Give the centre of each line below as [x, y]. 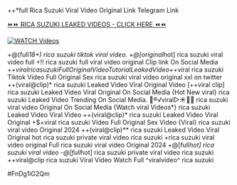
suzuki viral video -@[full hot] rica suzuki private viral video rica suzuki [111, 152]
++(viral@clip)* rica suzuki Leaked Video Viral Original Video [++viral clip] [116, 85]
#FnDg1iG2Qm [28, 174]
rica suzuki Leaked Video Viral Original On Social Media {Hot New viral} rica [118, 92]
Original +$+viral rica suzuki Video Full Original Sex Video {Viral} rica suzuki [119, 122]
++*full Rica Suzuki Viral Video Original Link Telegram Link [93, 10]
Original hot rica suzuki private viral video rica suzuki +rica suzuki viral [111, 137]
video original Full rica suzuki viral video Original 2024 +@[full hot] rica [111, 145]
